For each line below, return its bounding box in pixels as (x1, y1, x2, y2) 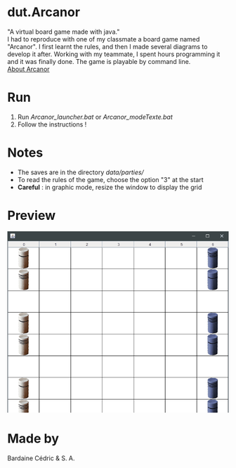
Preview (7, 208, 56, 223)
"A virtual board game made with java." (7, 27, 120, 36)
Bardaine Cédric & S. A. (7, 454, 75, 462)
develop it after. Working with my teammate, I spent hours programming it (7, 50, 221, 58)
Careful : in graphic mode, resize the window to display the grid (17, 183, 202, 191)
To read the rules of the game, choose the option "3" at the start (17, 175, 204, 183)
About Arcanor (7, 65, 51, 73)
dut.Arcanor (7, 4, 81, 20)
